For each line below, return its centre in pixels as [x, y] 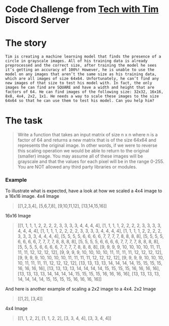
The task [24, 121]
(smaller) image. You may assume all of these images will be [80, 156]
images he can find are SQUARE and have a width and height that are [80, 88]
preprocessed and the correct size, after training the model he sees [81, 66]
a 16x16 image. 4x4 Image [32, 196]
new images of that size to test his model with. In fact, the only [79, 83]
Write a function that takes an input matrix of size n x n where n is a [88, 135]
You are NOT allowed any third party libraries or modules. [77, 167]
